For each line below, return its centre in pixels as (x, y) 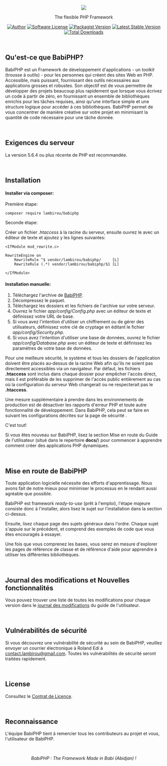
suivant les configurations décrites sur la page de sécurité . (66, 416)
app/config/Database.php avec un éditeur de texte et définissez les (82, 343)
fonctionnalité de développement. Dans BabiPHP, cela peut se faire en (77, 410)
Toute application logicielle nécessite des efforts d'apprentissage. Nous (79, 483)
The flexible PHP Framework (84, 17)
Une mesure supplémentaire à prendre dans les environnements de (74, 400)
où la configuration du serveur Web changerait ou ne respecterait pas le (79, 385)
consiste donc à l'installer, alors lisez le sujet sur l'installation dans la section (83, 509)
